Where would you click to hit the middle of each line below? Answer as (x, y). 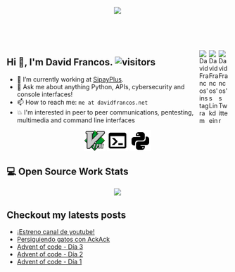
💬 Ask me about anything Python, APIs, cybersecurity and (101, 86)
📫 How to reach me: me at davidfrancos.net (82, 102)
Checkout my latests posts (66, 215)
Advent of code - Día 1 (49, 262)
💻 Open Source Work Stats (68, 172)
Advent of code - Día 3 (50, 247)
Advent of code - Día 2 (50, 254)
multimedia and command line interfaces (76, 120)
